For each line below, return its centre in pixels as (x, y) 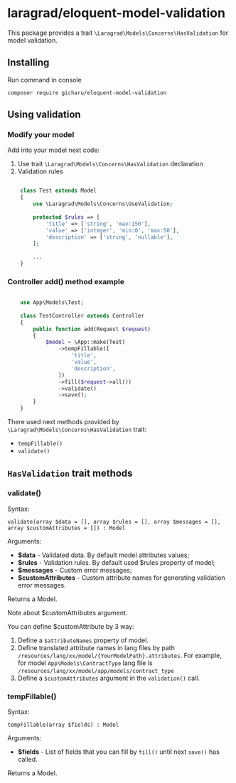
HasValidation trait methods (70, 473)
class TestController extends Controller (82, 315)
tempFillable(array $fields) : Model (63, 725)
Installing (28, 63)
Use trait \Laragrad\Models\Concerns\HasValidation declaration (111, 164)
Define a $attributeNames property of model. (83, 640)
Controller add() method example (66, 281)
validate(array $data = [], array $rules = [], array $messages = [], (114, 522)
